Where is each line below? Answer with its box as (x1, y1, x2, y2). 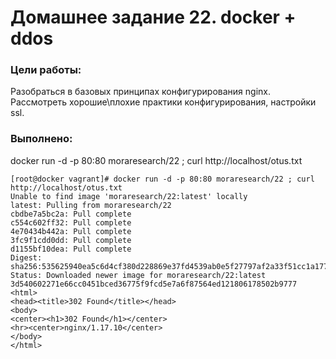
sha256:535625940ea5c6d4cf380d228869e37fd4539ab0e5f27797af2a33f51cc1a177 (10, 261, 329, 271)
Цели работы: (10, 63, 82, 77)
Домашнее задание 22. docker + (10, 6, 297, 29)
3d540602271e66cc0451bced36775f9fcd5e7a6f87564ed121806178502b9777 (10, 279, 298, 289)
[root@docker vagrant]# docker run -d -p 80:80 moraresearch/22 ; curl (10, 174, 315, 184)
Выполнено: (10, 132, 73, 146)
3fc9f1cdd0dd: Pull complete (10, 235, 132, 245)
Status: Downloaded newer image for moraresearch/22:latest (10, 270, 267, 280)
